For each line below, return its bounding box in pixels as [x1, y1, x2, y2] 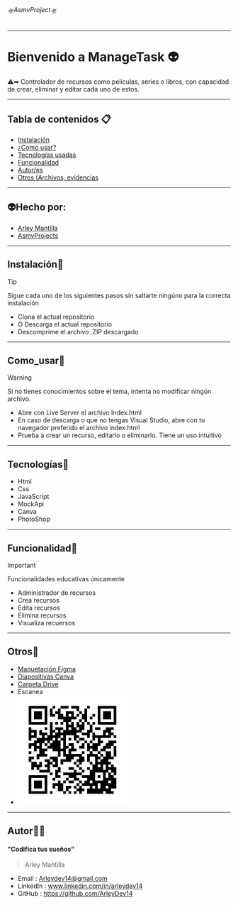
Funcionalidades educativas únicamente [7, 575, 125, 583]
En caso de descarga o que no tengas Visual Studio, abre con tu [17, 416, 205, 424]
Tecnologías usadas [17, 150, 76, 159]
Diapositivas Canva [17, 672, 74, 681]
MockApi [17, 500, 45, 508]
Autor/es [17, 165, 43, 174]
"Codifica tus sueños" [7, 845, 75, 853]
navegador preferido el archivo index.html [17, 424, 140, 432]
